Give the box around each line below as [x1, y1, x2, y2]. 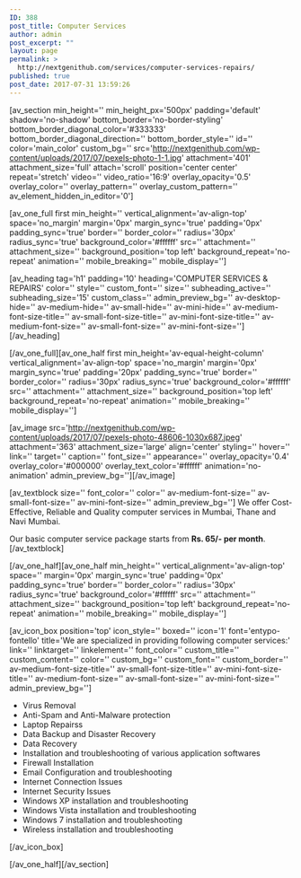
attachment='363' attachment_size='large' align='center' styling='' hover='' [9, 441, 290, 452]
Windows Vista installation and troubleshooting [22, 804, 197, 815]
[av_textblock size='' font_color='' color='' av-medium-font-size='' [9, 487, 256, 498]
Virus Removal [22, 699, 76, 710]
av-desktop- [235, 292, 281, 303]
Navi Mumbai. [9, 515, 61, 526]
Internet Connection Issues [22, 776, 123, 786]
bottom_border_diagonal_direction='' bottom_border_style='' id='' [9, 133, 253, 144]
